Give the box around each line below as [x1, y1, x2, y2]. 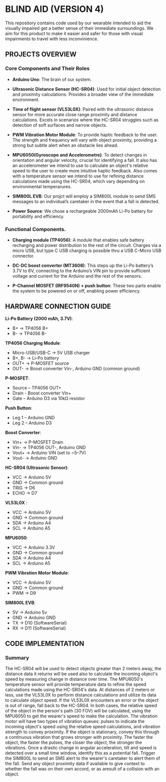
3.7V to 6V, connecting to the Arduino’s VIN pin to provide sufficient [12, 267, 150, 274]
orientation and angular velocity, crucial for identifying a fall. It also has [12, 157, 158, 163]
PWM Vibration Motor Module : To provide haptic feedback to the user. [12, 132, 158, 138]
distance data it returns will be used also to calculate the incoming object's [5, 671, 158, 677]
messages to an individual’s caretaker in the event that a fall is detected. [12, 198, 160, 204]
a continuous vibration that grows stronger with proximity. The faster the [5, 734, 153, 740]
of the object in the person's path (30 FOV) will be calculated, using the [5, 708, 151, 714]
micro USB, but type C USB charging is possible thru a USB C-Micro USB [12, 247, 162, 253]
